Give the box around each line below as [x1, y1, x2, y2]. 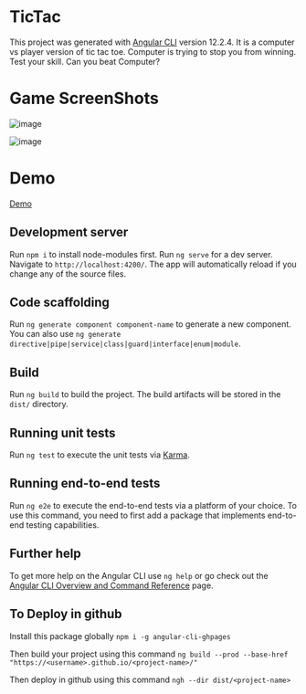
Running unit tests [9, 425, 116, 440]
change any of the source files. [9, 268, 127, 279]
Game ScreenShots [9, 89, 160, 109]
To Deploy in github [9, 606, 122, 622]
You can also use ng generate [9, 329, 121, 340]
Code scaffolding [9, 295, 110, 310]
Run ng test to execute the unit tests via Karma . [9, 449, 190, 460]
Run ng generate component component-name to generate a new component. [9, 319, 292, 330]
